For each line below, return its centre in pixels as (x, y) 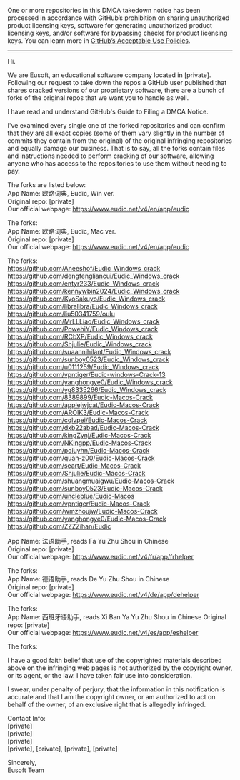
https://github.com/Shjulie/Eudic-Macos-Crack (76, 473)
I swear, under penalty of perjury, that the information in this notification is (116, 689)
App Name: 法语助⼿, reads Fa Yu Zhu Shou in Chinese (88, 541)
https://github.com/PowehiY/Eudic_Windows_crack (83, 329)
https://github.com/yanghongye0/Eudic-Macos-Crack (87, 519)
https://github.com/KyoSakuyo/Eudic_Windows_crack (86, 299)
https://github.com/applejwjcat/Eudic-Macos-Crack (84, 405)
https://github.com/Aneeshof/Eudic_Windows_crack (84, 268)
